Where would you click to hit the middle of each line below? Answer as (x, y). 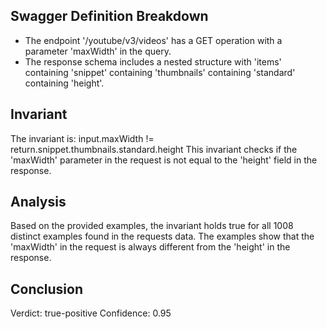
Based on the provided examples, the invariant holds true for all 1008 (152, 226)
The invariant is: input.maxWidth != (82, 138)
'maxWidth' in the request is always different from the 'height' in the (150, 247)
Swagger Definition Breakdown (109, 16)
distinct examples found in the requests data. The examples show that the (162, 236)
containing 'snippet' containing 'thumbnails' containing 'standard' (160, 72)
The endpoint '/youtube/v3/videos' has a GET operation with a (153, 40)
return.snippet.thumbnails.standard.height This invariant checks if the (154, 149)
